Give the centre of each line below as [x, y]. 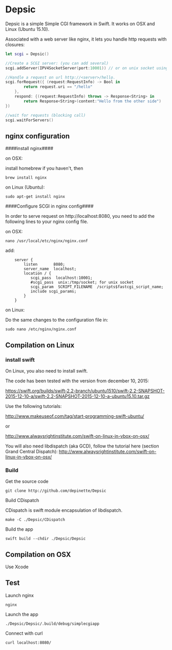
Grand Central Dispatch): [31, 451]
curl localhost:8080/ [28, 643]
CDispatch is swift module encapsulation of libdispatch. [64, 510]
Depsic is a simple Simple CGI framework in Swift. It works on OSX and [80, 24]
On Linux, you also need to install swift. [47, 370]
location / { [38, 273]
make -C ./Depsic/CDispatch [35, 520]
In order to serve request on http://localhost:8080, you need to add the [80, 216]
